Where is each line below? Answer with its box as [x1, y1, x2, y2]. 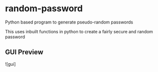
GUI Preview [5, 48, 44, 56]
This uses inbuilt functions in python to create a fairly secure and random [5, 28, 153, 34]
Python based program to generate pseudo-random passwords [5, 19, 133, 25]
